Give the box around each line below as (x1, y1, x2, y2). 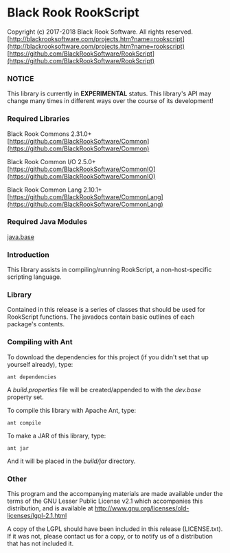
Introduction (7, 249, 49, 259)
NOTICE (7, 74, 34, 83)
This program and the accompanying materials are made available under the (7, 490, 223, 498)
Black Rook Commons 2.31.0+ (7, 129, 92, 138)
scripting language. (7, 273, 62, 281)
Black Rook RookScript (7, 5, 139, 21)
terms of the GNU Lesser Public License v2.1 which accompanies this (7, 497, 203, 506)
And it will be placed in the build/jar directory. (7, 457, 136, 465)
